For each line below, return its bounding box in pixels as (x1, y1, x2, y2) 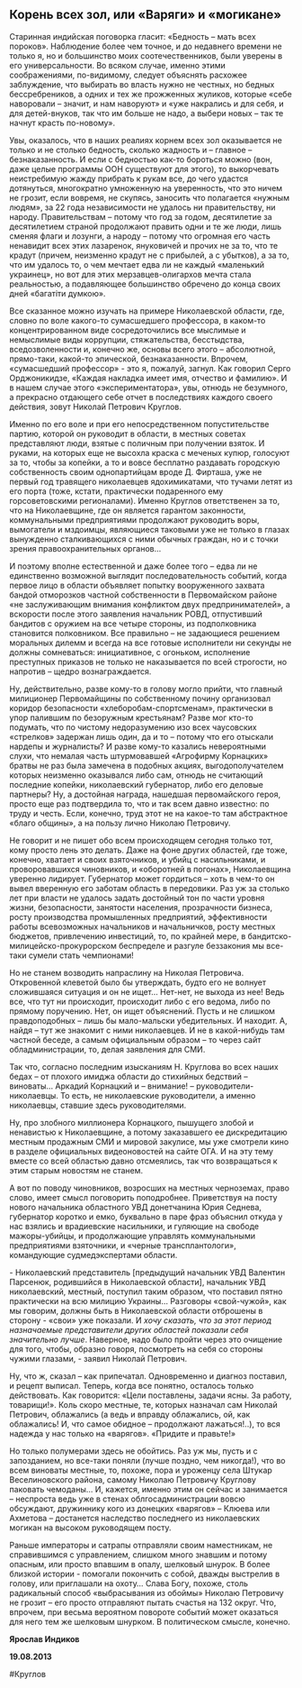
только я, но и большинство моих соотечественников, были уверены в (9, 50, 283, 61)
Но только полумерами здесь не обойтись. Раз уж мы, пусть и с (9, 1446, 258, 1456)
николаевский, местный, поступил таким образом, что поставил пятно (9, 1286, 283, 1297)
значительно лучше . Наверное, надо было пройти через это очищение (9, 1334, 283, 1345)
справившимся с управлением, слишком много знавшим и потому (9, 1549, 268, 1560)
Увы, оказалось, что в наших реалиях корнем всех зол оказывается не (9, 134, 283, 145)
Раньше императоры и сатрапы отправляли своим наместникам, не (9, 1539, 273, 1550)
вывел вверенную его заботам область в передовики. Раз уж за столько (9, 882, 290, 893)
